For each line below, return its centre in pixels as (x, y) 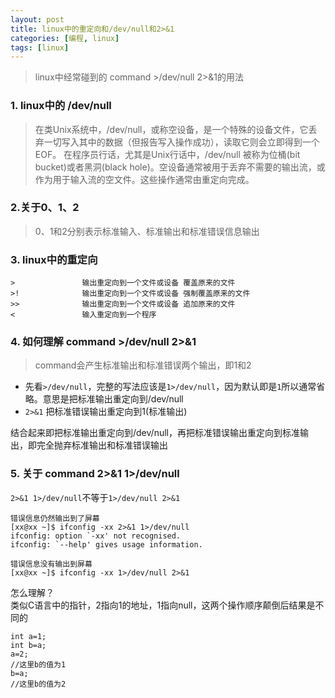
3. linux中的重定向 (54, 259)
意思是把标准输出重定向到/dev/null (113, 399)
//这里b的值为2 (38, 684)
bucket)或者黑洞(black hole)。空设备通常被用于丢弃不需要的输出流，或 (180, 167)
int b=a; (28, 645)
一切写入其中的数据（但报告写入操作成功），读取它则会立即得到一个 (181, 142)
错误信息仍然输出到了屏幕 (55, 518)
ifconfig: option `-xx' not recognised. (96, 536)
